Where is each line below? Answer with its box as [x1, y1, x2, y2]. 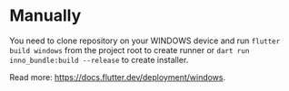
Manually [9, 5, 82, 26]
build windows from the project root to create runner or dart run [9, 44, 250, 55]
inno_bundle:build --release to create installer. [9, 54, 189, 65]
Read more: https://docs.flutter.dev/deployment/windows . [9, 71, 226, 82]
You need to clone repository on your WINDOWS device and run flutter [9, 35, 281, 46]
